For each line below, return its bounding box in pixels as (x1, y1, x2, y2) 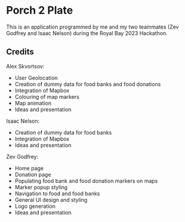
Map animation (14, 99, 52, 107)
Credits (6, 47, 35, 57)
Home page (14, 164, 44, 171)
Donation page (14, 171, 52, 178)
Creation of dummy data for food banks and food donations (14, 80, 161, 87)
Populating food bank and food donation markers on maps (14, 177, 158, 185)
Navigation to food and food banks (14, 190, 100, 197)
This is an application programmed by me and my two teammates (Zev (6, 23, 179, 30)
